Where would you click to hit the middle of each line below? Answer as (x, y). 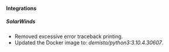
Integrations (21, 8)
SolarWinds (21, 22)
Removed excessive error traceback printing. (69, 36)
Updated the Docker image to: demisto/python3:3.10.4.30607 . (89, 42)
